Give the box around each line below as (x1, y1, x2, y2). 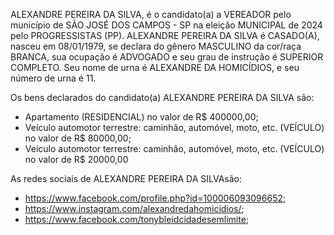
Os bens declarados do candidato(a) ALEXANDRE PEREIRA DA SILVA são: (10, 92, 315, 103)
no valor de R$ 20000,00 (24, 154, 129, 165)
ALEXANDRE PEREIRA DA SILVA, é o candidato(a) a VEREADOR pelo (10, 9, 292, 20)
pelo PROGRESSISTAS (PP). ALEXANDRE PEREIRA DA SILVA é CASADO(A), (10, 30, 320, 41)
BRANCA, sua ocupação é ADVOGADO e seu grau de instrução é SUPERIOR (10, 51, 324, 63)
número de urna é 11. (10, 72, 97, 84)
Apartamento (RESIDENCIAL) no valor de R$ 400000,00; (24, 111, 259, 123)
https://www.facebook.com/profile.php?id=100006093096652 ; (24, 192, 287, 204)
